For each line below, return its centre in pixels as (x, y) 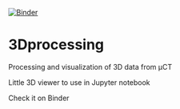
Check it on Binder (39, 98)
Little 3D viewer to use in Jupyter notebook (79, 82)
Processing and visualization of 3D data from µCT (90, 67)
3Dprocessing (56, 45)
